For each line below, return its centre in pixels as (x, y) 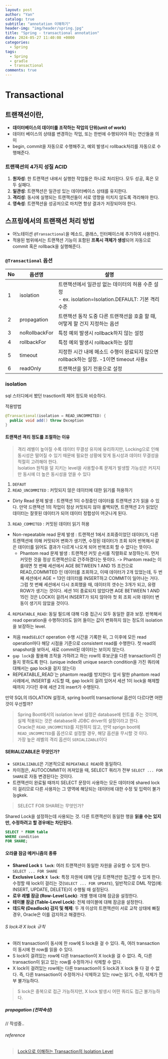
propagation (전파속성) (29, 1010)
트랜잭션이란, (24, 115)
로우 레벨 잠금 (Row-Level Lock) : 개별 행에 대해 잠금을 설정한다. (75, 895)
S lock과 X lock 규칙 (25, 927)
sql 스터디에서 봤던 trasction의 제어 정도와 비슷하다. (56, 395)
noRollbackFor (36, 333)
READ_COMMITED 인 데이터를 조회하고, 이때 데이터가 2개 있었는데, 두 (88, 572)
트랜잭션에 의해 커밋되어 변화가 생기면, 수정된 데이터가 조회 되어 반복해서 (83, 540)
